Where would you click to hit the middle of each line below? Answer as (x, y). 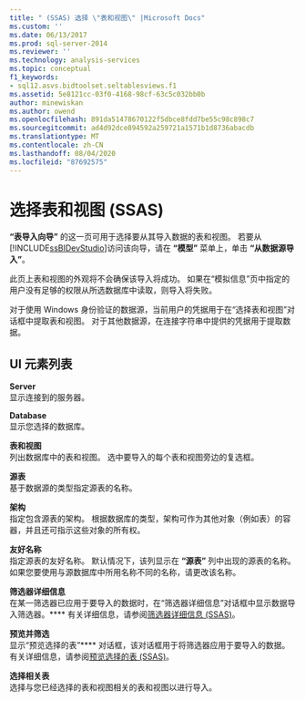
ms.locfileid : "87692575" (58, 162)
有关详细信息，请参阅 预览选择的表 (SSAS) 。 (92, 656)
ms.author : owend (42, 111)
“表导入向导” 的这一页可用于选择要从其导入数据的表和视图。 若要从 (136, 237)
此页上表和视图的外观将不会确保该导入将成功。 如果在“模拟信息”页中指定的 (150, 279)
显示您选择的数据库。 (49, 427)
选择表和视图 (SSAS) (86, 210)
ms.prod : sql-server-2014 (58, 43)
